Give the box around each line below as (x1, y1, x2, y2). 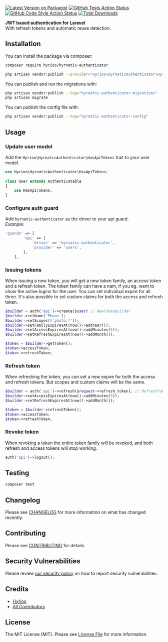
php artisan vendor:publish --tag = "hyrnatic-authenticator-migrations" (5, 90, 157, 95)
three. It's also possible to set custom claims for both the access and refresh (5, 294, 163, 300)
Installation (5, 40, 41, 48)
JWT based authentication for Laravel (5, 20, 86, 26)
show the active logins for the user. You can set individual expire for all (5, 288, 151, 294)
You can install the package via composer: (5, 53, 92, 59)
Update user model (5, 143, 52, 150)
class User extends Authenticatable (5, 179, 81, 184)
